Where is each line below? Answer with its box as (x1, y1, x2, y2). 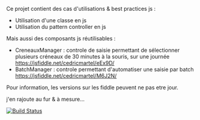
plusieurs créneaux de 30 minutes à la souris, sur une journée (15, 53, 170, 60)
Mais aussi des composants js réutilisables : (6, 35, 116, 42)
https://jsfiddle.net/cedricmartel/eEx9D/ (15, 60, 115, 66)
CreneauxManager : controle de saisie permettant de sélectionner (15, 46, 180, 54)
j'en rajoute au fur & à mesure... (6, 96, 85, 103)
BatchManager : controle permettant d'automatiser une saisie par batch (15, 66, 194, 73)
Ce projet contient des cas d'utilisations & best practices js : (6, 5, 156, 12)
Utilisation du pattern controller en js (15, 24, 107, 30)
